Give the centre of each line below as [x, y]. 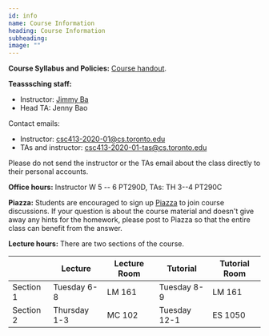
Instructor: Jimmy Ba [54, 99]
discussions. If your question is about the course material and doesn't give [131, 211]
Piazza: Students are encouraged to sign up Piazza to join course [116, 203]
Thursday [71, 310]
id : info [23, 16]
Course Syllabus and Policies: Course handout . [87, 68]
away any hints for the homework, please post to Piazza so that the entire [129, 220]
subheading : [28, 38]
